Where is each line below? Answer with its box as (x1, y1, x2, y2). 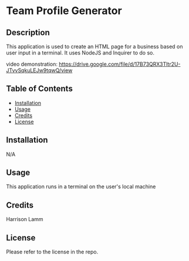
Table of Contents (6, 84, 73, 94)
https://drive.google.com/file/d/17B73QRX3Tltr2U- (58, 60, 181, 67)
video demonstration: (6, 60, 58, 67)
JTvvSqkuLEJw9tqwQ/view (6, 67, 73, 74)
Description (6, 28, 50, 38)
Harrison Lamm (6, 216, 43, 223)
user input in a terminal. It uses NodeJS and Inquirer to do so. (6, 49, 154, 56)
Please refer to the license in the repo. (6, 248, 99, 256)
